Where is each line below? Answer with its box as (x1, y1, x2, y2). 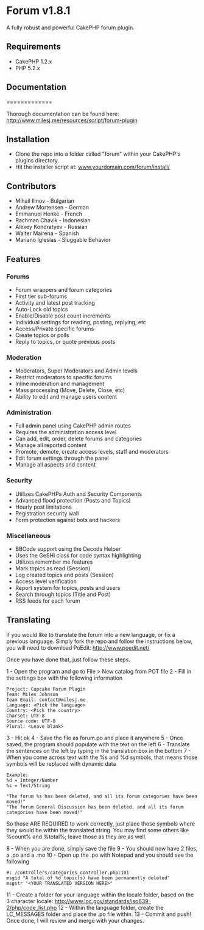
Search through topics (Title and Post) (15, 590, 111, 598)
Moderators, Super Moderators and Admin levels (15, 367, 138, 374)
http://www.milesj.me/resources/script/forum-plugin (6, 117, 138, 124)
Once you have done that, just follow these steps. (6, 656, 131, 663)
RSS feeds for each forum (15, 597, 80, 605)
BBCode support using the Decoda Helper (15, 545, 121, 553)
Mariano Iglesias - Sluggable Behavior (15, 236, 111, 244)
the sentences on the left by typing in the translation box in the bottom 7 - (6, 747, 191, 754)
